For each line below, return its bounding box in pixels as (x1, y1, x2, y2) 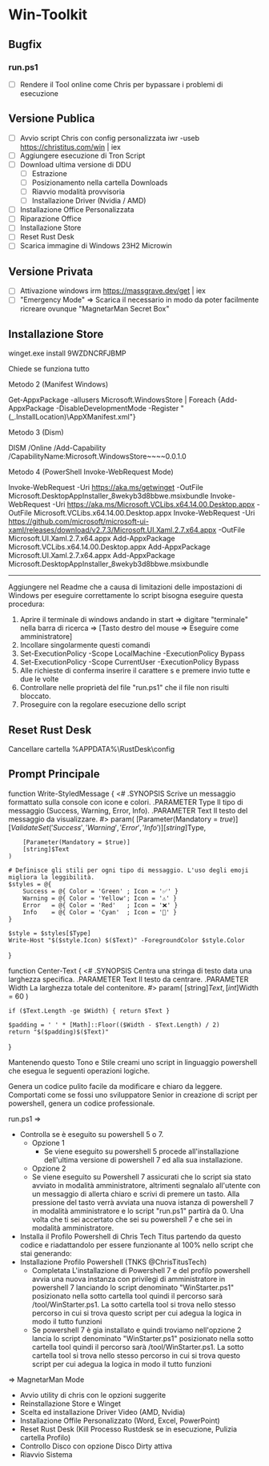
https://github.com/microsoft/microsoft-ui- (8, 516, 150, 526)
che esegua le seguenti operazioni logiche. (8, 1066, 151, 1075)
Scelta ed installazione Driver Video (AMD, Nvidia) (19, 1407, 186, 1416)
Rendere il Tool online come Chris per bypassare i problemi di (19, 79, 223, 89)
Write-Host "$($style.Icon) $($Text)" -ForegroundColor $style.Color (8, 936, 246, 944)
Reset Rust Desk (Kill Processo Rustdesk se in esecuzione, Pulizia (19, 1424, 238, 1434)
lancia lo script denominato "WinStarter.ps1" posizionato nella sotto (31, 1333, 254, 1343)
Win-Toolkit (8, 6, 88, 24)
